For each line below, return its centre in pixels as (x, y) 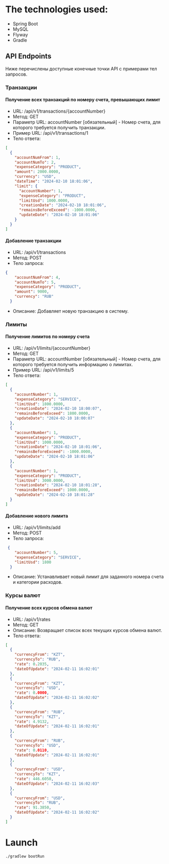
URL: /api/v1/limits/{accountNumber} (51, 348)
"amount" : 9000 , (32, 292)
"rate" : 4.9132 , (32, 722)
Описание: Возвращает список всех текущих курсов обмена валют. (87, 630)
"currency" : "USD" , (35, 177)
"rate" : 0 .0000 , (32, 693)
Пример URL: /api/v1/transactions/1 (50, 133)
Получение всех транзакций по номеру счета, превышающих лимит (83, 100)
